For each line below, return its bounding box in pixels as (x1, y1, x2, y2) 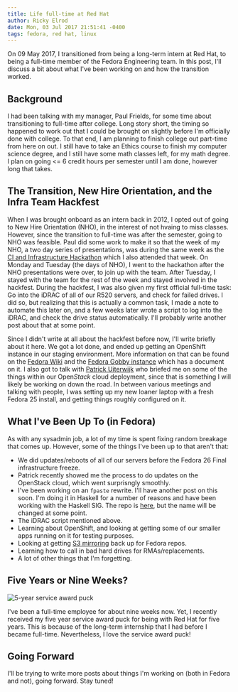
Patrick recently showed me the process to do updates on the (17, 470, 199, 480)
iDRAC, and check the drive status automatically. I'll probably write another (7, 313, 227, 322)
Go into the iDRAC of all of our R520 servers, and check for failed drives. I (7, 291, 224, 299)
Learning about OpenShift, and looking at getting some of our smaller (17, 524, 221, 532)
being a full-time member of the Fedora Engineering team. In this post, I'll (7, 58, 222, 66)
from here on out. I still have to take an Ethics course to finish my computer (7, 142, 227, 151)
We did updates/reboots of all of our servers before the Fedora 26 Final (17, 455, 227, 464)
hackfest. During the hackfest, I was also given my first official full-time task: (7, 283, 232, 291)
